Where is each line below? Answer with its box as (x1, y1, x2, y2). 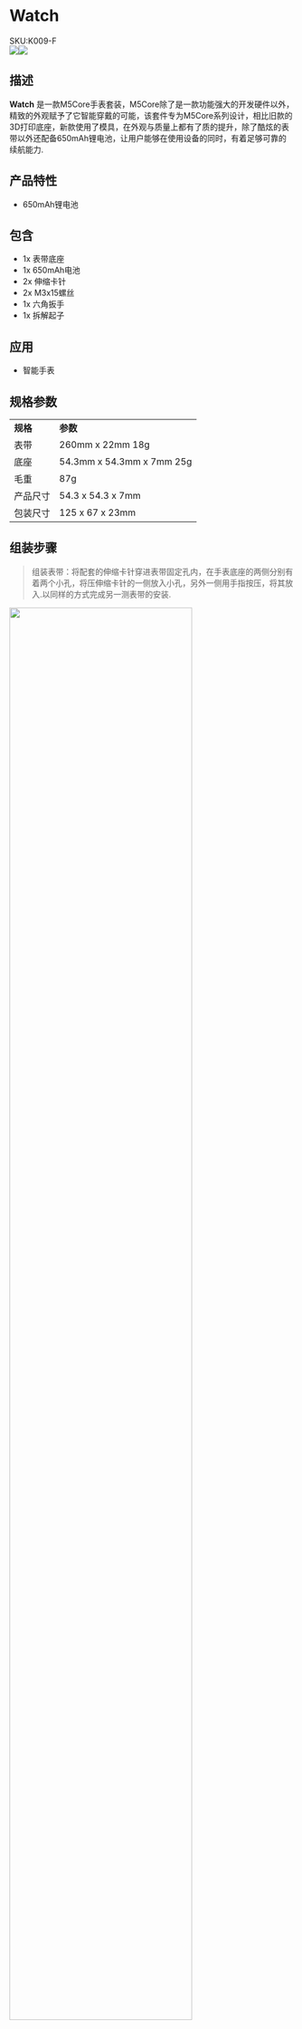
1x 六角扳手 (22, 299, 65, 310)
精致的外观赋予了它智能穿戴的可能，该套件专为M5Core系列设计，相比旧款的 (9, 110, 293, 120)
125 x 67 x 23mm (59, 506, 137, 519)
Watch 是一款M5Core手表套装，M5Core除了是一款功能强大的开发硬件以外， (9, 99, 295, 110)
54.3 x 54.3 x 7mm (59, 490, 141, 502)
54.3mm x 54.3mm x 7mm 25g (59, 455, 193, 467)
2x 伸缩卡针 (22, 276, 66, 287)
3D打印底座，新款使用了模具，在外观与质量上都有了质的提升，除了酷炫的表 (9, 121, 289, 132)
